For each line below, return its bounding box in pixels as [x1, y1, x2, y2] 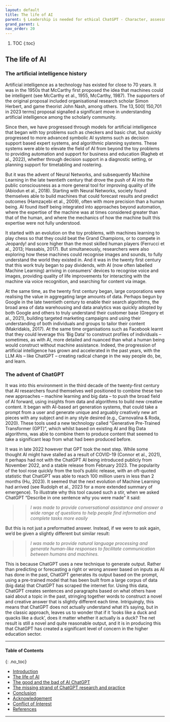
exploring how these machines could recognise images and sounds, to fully [5, 251, 163, 257]
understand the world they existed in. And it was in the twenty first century [5, 257, 161, 263]
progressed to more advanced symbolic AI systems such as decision [5, 134, 149, 141]
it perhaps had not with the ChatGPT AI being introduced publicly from [5, 457, 152, 463]
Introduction [12, 668, 38, 675]
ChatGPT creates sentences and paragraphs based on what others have [5, 588, 156, 594]
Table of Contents [5, 647, 44, 654]
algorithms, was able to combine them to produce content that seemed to [5, 431, 158, 437]
